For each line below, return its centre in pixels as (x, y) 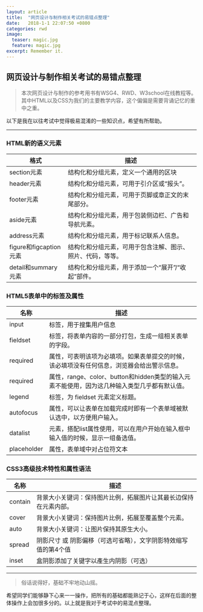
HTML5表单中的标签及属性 (45, 296)
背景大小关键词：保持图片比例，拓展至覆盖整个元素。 (112, 518)
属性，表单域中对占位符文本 (89, 449)
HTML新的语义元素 (34, 144)
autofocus (24, 413)
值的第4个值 (53, 550)
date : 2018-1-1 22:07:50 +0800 (48, 23)
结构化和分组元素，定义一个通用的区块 (122, 172)
